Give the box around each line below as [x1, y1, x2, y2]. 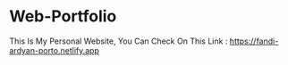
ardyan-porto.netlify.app [9, 45, 100, 55]
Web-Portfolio [9, 6, 117, 27]
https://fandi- [229, 36, 279, 46]
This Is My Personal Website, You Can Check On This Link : [9, 36, 228, 46]
